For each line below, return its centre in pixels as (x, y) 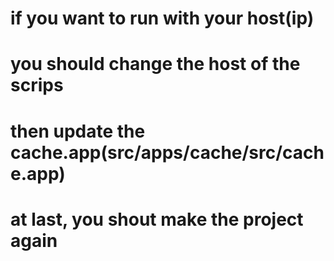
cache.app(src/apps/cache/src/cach (167, 152)
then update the (78, 131)
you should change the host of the (155, 64)
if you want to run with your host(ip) (162, 18)
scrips (37, 85)
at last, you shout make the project (157, 219)
